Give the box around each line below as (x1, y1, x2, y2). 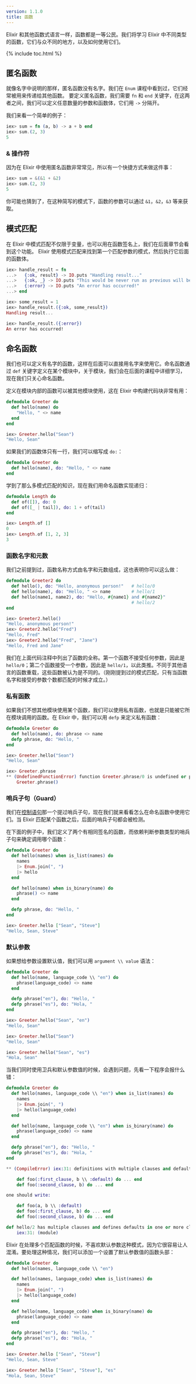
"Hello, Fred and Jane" (6, 643, 64, 648)
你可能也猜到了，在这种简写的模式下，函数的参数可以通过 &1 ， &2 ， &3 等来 (6, 197, 183, 205)
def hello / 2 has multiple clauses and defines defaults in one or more (6, 1224, 184, 1230)
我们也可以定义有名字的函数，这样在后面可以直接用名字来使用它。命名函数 (6, 360, 185, 368)
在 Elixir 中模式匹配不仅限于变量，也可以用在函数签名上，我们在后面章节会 (6, 241, 184, 248)
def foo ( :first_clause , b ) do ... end (16, 1208, 111, 1214)
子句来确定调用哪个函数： (6, 836, 68, 843)
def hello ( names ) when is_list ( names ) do (11, 853, 114, 859)
